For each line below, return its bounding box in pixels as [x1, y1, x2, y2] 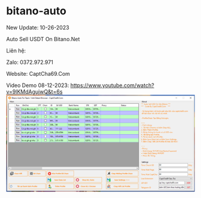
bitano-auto [6, 4, 67, 18]
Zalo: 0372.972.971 [6, 58, 54, 66]
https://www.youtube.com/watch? [70, 82, 154, 89]
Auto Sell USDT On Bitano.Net [6, 35, 80, 42]
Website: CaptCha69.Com [6, 70, 71, 77]
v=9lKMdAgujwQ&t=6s [6, 88, 63, 95]
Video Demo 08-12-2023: [6, 82, 69, 89]
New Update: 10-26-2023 [6, 24, 70, 31]
